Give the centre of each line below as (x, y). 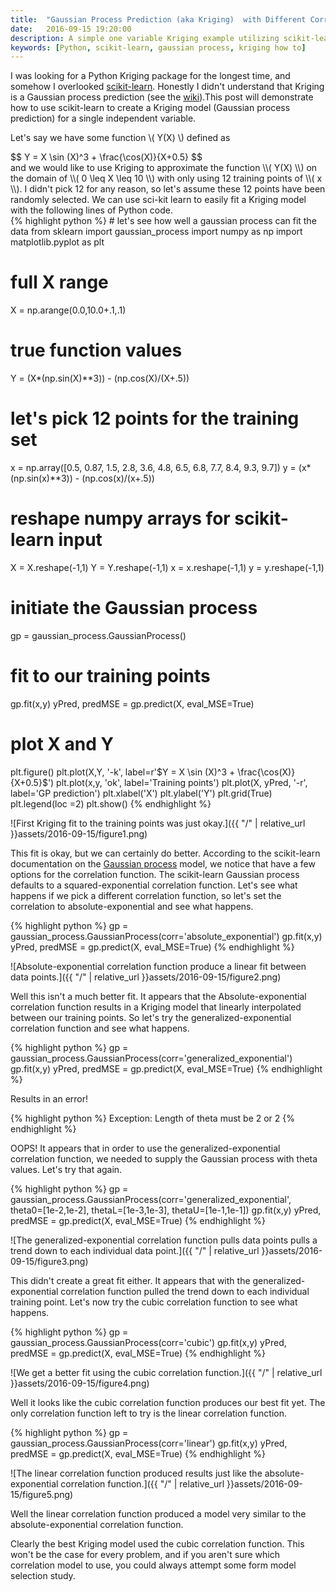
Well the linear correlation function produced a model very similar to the (158, 1513)
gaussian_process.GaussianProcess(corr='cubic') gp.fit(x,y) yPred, (148, 1342)
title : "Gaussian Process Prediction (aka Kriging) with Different (158, 19)
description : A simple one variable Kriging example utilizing (145, 38)
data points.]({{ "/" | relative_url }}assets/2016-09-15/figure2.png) (146, 977)
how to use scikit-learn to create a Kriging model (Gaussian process (150, 108)
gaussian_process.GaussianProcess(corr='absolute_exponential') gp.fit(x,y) (166, 936)
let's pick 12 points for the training (155, 418)
